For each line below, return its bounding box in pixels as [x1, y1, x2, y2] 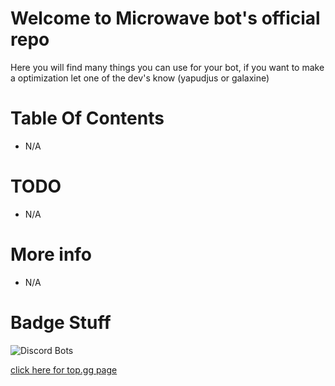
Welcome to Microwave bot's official [10, 7, 321, 30]
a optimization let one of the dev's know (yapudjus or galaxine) [10, 72, 270, 84]
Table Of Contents [10, 107, 165, 130]
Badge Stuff [10, 311, 112, 334]
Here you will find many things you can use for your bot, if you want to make [10, 61, 325, 73]
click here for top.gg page [10, 363, 118, 376]
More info [10, 243, 93, 266]
